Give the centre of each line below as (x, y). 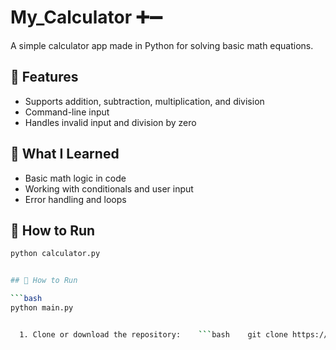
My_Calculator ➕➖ (86, 17)
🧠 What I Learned (65, 154)
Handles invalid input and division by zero (110, 122)
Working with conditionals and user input (109, 188)
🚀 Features (44, 77)
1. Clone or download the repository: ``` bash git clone (153, 334)
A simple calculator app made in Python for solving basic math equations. (162, 45)
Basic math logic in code (75, 178)
